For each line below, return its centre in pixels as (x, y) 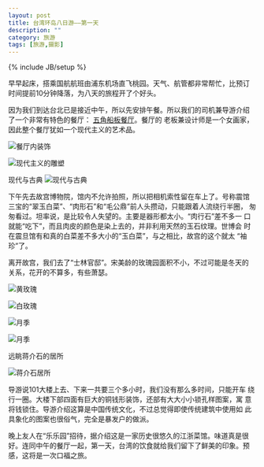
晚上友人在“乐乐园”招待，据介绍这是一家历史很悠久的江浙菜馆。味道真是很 (129, 436)
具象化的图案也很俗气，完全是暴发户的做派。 (81, 419)
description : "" (35, 30)
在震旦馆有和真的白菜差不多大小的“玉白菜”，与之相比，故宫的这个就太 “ (124, 236)
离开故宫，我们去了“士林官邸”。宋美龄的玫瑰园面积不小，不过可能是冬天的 (129, 263)
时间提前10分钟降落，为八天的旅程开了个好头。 (84, 93)
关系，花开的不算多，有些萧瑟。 (60, 272)
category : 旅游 (32, 37)
